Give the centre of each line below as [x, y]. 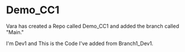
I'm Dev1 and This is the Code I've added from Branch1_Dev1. [80, 43]
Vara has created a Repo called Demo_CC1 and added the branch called [93, 26]
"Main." [15, 32]
